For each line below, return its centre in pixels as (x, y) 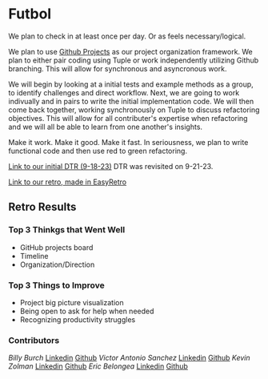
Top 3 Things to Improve (57, 285)
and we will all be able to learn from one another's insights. (105, 127)
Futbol (30, 14)
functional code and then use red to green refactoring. (98, 151)
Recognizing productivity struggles (78, 319)
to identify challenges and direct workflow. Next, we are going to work (124, 92)
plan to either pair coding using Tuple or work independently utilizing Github (134, 60)
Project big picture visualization (72, 302)
